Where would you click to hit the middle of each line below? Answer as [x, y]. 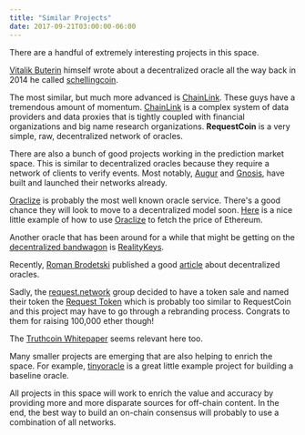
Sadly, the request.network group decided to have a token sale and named [149, 291]
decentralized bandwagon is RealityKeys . [87, 247]
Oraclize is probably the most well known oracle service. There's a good [145, 200]
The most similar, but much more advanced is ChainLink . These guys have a [152, 97]
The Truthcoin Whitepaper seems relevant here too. [106, 339]
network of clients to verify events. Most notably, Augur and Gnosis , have [147, 173]
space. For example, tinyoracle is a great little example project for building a [152, 366]
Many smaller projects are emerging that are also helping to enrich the [141, 356]
